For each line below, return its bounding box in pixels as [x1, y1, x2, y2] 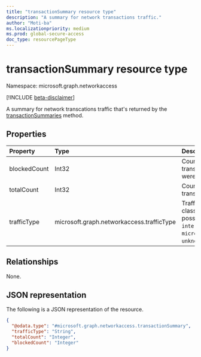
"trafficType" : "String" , [11, 329, 77, 335]
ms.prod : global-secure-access [6, 31, 84, 37]
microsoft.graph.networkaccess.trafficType [54, 217, 176, 226]
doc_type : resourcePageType [6, 37, 77, 43]
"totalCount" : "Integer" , [11, 334, 77, 340]
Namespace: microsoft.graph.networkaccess [6, 82, 118, 89]
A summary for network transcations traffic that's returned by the [6, 105, 167, 113]
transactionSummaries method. [6, 111, 84, 119]
